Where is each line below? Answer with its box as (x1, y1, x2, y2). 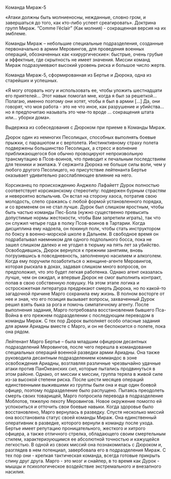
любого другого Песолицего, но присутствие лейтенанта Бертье (5, 167, 147, 173)
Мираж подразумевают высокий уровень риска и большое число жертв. (5, 62, 166, 68)
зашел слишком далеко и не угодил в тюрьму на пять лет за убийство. (5, 242, 161, 248)
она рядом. (5, 329, 30, 334)
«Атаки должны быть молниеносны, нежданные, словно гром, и (5, 14, 146, 20)
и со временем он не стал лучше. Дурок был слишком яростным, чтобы (5, 204, 164, 210)
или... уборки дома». (5, 114, 51, 121)
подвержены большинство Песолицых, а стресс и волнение (5, 145, 138, 151)
